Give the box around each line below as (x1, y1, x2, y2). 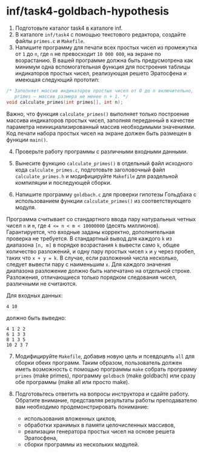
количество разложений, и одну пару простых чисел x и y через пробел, (6, 247, 196, 255)
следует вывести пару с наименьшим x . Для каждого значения (6, 260, 171, 268)
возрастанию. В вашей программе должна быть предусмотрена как (15, 57, 193, 64)
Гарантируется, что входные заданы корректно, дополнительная (6, 228, 175, 235)
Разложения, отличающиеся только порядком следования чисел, (6, 273, 177, 281)
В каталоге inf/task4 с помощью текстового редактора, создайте (15, 30, 186, 38)
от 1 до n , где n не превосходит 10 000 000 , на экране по (15, 50, 162, 57)
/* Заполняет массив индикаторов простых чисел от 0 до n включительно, (6, 88, 194, 94)
